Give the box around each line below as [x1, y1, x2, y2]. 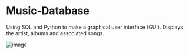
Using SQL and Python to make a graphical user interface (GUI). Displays [6, 23, 184, 31]
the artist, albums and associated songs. [6, 29, 105, 36]
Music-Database [6, 4, 90, 18]
